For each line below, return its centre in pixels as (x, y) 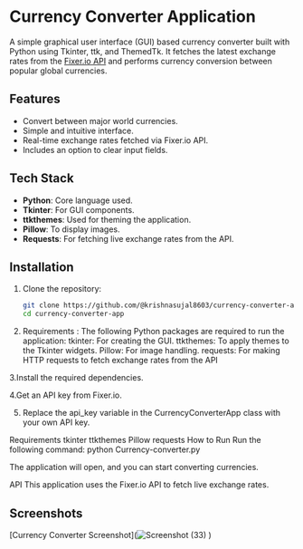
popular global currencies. (58, 71)
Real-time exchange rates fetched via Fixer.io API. (115, 140)
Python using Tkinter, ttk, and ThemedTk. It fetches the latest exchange (142, 51)
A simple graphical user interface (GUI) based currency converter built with (150, 42)
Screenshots (46, 513)
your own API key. (56, 422)
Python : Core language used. (77, 200)
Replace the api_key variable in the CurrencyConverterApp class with (151, 413)
